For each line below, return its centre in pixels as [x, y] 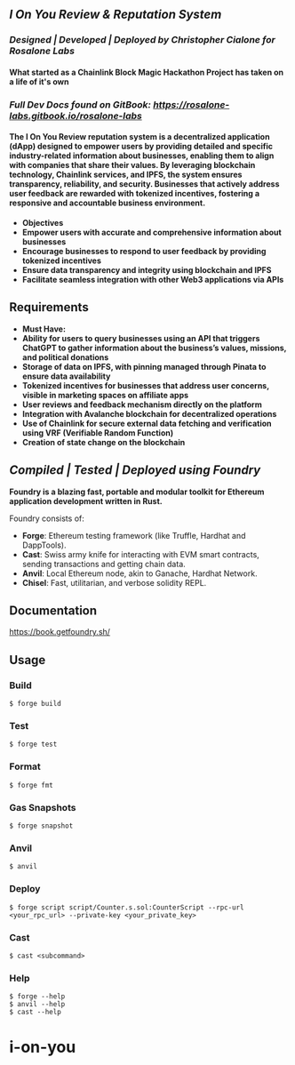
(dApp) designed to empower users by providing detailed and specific [141, 147]
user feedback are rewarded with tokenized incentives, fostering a [135, 194]
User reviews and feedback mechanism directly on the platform [142, 404]
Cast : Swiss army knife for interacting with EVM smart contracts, [140, 554]
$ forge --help [37, 997]
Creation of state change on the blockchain [104, 442]
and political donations [65, 357]
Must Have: [44, 329]
